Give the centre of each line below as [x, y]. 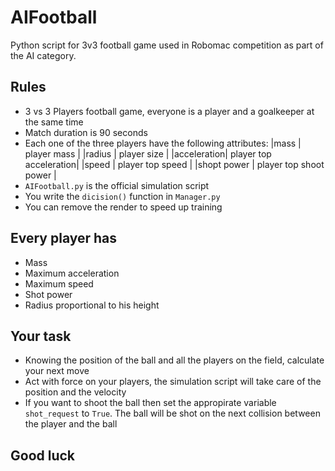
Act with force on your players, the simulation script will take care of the [173, 382]
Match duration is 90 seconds [86, 132]
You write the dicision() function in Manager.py [122, 196]
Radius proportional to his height [92, 305]
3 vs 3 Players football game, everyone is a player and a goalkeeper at [169, 111]
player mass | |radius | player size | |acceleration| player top [148, 153]
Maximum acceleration [72, 273]
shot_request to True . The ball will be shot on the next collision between [172, 413]
